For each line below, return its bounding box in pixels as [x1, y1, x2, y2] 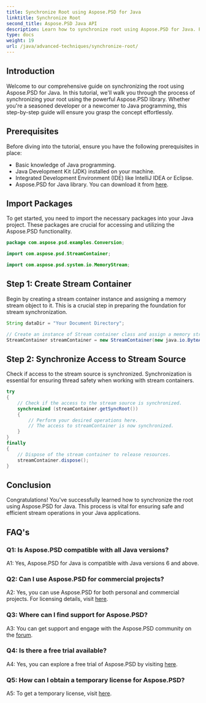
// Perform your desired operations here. [28, 417, 139, 423]
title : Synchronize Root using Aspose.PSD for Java [6, 9, 141, 15]
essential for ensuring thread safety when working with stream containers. [6, 377, 194, 384]
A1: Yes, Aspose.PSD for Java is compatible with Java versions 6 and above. [6, 559, 199, 567]
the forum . [6, 631, 32, 638]
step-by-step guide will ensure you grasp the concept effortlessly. [6, 108, 174, 116]
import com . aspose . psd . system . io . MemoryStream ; [6, 262, 131, 268]
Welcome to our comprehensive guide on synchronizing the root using [6, 82, 185, 90]
